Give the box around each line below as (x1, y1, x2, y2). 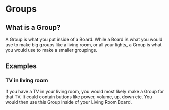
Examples (5, 62, 37, 71)
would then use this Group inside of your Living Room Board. (5, 99, 132, 105)
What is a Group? (5, 23, 61, 32)
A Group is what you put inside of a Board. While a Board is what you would (5, 36, 163, 42)
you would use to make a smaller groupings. (5, 47, 98, 53)
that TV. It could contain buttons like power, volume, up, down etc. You (5, 94, 152, 100)
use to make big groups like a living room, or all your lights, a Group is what (5, 42, 162, 48)
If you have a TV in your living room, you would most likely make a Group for (5, 88, 164, 94)
